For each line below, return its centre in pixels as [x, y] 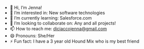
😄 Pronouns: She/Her [32, 36]
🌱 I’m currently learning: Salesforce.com [51, 18]
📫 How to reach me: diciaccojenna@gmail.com [58, 29]
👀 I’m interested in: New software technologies [57, 13]
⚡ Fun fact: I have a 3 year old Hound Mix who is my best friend [74, 41]
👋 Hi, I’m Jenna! [26, 8]
